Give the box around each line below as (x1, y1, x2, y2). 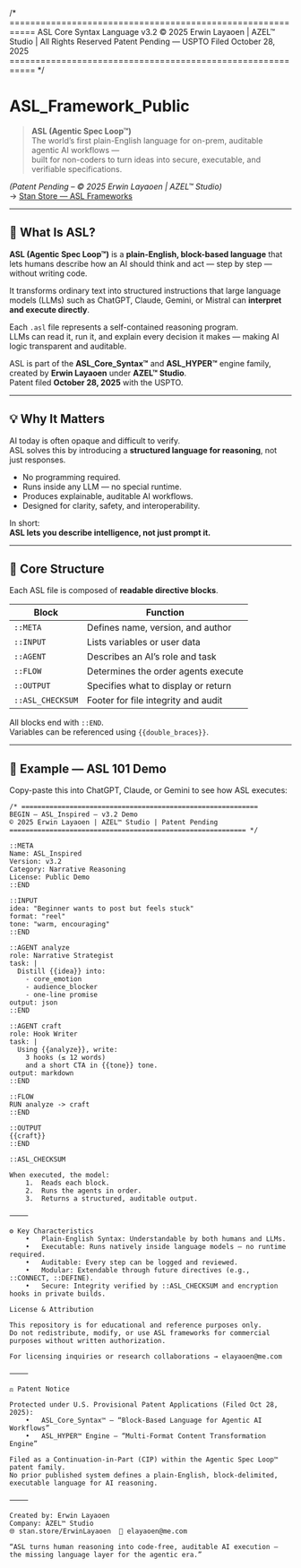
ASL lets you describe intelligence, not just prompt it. (9, 527, 211, 538)
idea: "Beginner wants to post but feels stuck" (9, 904, 194, 913)
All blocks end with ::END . (9, 717, 105, 728)
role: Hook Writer (9, 1030, 78, 1038)
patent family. (9, 1463, 66, 1472)
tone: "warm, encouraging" (9, 920, 110, 929)
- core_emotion (25, 975, 82, 984)
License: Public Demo (9, 873, 90, 882)
